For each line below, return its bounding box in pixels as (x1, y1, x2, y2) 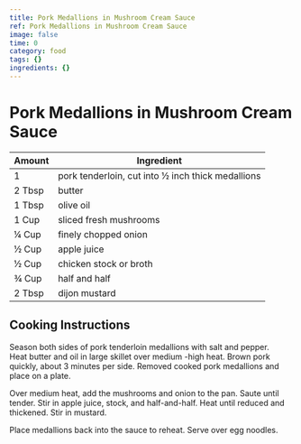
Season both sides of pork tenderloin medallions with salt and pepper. (9, 341, 269, 352)
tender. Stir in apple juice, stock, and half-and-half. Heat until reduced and (9, 397, 286, 408)
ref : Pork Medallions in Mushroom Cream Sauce (9, 22, 187, 31)
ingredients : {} (9, 64, 70, 73)
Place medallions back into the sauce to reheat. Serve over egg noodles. (9, 424, 278, 435)
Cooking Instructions (9, 318, 131, 333)
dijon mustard (58, 286, 116, 299)
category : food (9, 47, 67, 56)
